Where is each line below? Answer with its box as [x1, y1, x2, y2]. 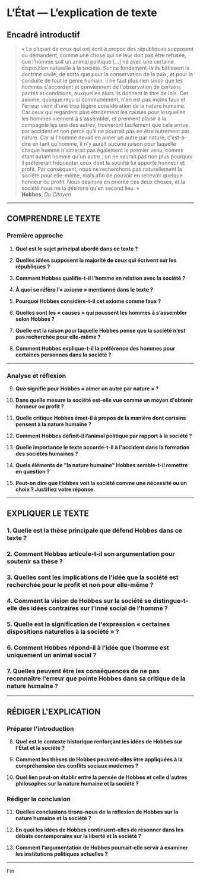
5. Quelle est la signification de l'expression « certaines [7, 620, 170, 628]
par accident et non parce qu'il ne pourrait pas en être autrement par [21, 128, 190, 134]
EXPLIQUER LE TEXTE [7, 509, 89, 519]
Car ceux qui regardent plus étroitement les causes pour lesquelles [21, 109, 186, 115]
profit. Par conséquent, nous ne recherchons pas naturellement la [21, 165, 183, 173]
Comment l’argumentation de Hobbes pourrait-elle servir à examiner [15, 844, 189, 851]
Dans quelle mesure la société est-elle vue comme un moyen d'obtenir [15, 396, 193, 403]
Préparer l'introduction [7, 724, 74, 733]
